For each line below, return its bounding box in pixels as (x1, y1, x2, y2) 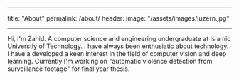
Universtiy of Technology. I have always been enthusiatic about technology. (7, 42, 229, 50)
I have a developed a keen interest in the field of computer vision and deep (7, 50, 227, 57)
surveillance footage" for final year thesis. (7, 64, 130, 73)
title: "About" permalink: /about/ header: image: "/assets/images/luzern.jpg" (7, 14, 230, 22)
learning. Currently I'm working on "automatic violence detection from (7, 57, 213, 65)
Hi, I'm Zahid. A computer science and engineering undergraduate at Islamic (7, 35, 231, 42)
